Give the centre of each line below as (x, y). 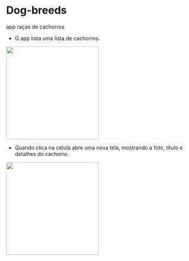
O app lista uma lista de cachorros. (57, 38)
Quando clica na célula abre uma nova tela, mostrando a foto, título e (99, 147)
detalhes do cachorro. (42, 154)
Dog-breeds (36, 10)
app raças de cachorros (36, 27)
